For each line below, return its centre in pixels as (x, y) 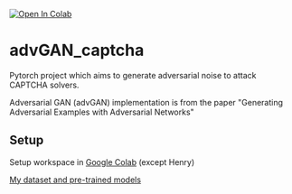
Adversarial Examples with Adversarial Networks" (102, 112)
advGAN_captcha (77, 51)
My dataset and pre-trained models (75, 180)
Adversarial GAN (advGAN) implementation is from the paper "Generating (146, 102)
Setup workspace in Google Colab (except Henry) (102, 162)
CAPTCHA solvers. (44, 85)
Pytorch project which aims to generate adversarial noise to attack (133, 75)
